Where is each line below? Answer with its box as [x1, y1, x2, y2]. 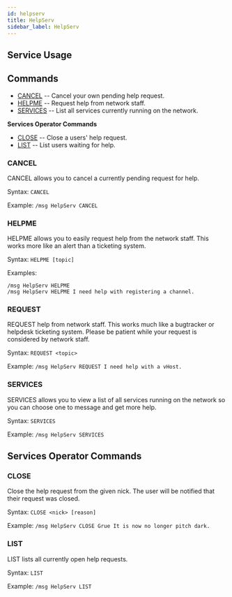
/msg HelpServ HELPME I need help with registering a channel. [7, 288, 195, 295]
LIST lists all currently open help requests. [7, 554, 128, 563]
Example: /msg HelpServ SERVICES [7, 430, 105, 438]
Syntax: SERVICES [7, 416, 56, 425]
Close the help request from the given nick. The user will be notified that [7, 487, 215, 496]
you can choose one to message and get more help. [7, 403, 157, 411]
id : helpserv [7, 10, 45, 17]
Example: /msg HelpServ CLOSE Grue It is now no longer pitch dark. [7, 522, 210, 530]
